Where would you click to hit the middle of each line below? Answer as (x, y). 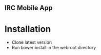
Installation (28, 29)
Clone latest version (32, 42)
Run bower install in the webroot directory (54, 48)
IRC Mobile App (29, 8)
